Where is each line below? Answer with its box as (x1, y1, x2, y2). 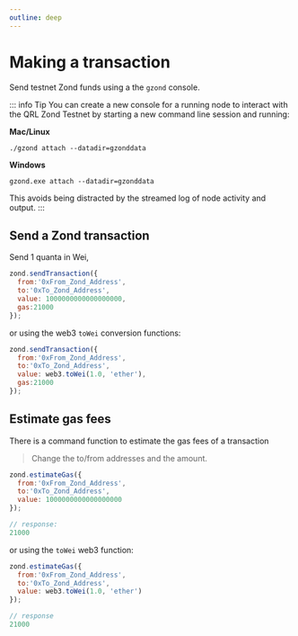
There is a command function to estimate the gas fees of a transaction (9, 435, 269, 446)
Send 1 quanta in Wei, (9, 252, 90, 263)
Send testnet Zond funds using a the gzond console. (9, 82, 200, 93)
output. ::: (9, 202, 45, 212)
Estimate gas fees (9, 411, 112, 427)
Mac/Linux (9, 126, 51, 137)
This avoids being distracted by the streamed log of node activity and (9, 193, 267, 203)
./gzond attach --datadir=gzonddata (9, 143, 146, 153)
